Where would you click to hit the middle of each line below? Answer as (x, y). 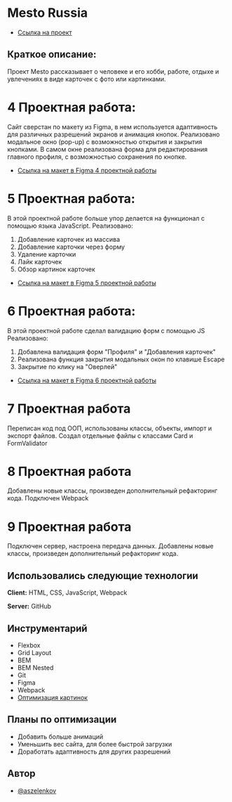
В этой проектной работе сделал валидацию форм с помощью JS (106, 330)
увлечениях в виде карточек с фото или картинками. (87, 79)
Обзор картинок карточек (56, 269)
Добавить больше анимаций (60, 737)
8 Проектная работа (69, 471)
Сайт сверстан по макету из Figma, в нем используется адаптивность (112, 127)
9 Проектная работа (69, 527)
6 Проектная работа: (71, 311)
